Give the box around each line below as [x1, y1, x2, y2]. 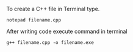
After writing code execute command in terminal [6, 28, 128, 35]
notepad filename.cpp [6, 17, 62, 23]
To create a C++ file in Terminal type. [6, 6, 100, 12]
